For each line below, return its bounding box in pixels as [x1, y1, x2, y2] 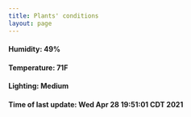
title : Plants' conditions [8, 11, 99, 20]
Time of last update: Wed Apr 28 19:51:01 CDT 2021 [8, 99, 184, 109]
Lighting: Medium [8, 81, 69, 91]
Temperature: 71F [8, 62, 69, 73]
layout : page [8, 19, 52, 27]
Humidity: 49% [8, 44, 60, 54]
